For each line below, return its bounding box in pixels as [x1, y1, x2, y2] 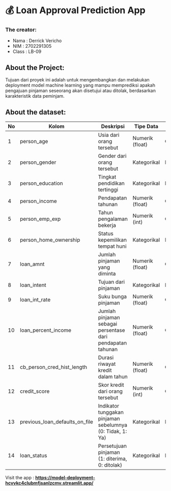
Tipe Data [134, 123, 159, 130]
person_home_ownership [20, 237, 80, 244]
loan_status [20, 452, 47, 459]
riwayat [98, 360, 116, 367]
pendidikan [98, 180, 125, 187]
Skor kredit [98, 382, 125, 389]
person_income [20, 197, 57, 205]
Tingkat [98, 174, 117, 181]
